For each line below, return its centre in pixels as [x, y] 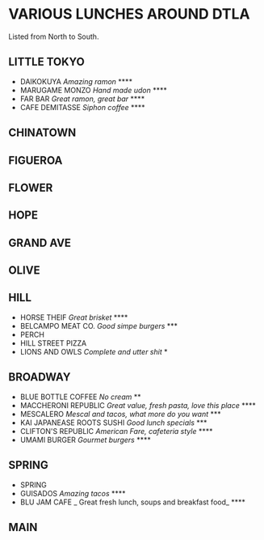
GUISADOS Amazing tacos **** [73, 493]
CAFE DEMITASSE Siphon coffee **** [82, 107]
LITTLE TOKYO [46, 62]
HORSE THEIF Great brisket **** [74, 317]
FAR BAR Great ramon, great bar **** [82, 99]
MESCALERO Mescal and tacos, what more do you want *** [120, 414]
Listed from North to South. [54, 36]
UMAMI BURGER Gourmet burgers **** [85, 440]
